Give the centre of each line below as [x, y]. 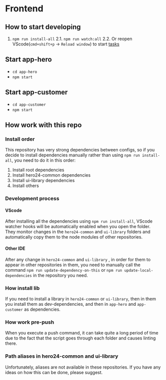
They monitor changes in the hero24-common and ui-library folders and [78, 232]
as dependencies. [42, 309]
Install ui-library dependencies [44, 181]
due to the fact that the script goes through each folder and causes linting [81, 338]
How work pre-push [30, 322]
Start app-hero [28, 60]
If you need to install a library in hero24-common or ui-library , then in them [81, 299]
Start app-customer [36, 92]
